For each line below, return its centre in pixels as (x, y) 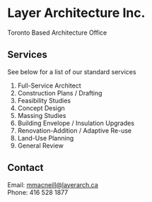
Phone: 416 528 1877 (38, 192)
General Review (40, 145)
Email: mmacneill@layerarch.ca (53, 184)
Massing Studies (42, 115)
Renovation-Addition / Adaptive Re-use (75, 130)
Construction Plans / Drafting (60, 93)
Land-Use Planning (46, 138)
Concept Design (41, 108)
